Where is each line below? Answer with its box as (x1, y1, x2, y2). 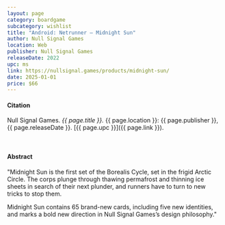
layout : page (7, 10, 44, 17)
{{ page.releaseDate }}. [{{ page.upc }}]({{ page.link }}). (7, 124, 164, 132)
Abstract (7, 153, 33, 161)
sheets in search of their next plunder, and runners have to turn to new (7, 182, 207, 190)
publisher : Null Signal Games (7, 49, 94, 55)
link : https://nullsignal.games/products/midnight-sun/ (7, 67, 170, 74)
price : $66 (7, 80, 38, 87)
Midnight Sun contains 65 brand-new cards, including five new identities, (7, 202, 213, 211)
